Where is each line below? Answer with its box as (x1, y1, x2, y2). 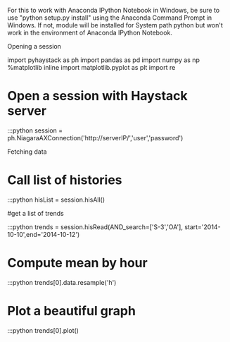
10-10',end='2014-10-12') (7, 230, 80, 238)
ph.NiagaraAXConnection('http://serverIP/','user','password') (7, 133, 184, 142)
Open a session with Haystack (7, 88, 188, 104)
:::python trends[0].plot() (7, 326, 79, 334)
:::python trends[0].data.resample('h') (7, 278, 117, 286)
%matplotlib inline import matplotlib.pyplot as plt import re (7, 63, 176, 71)
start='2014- (184, 222, 221, 231)
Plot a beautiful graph (7, 303, 136, 319)
